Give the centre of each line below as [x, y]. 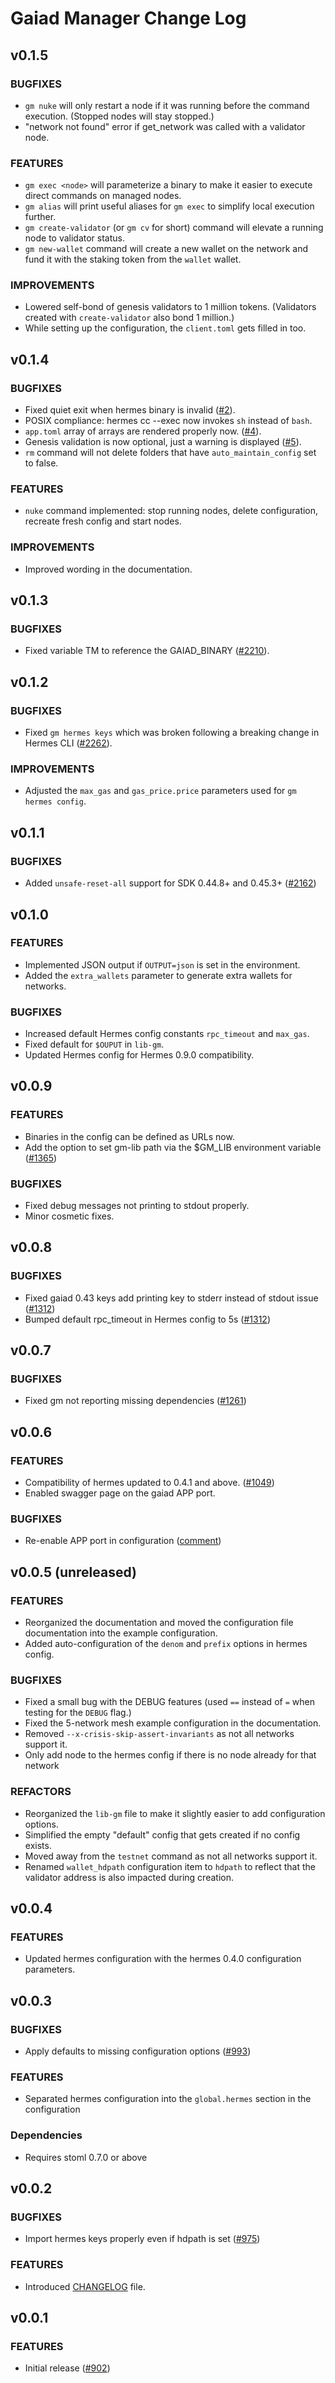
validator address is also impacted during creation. [129, 1877]
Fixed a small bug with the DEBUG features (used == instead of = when [169, 1702]
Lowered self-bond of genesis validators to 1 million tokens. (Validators [170, 307]
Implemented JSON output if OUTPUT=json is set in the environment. [162, 964]
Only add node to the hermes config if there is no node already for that [170, 1755]
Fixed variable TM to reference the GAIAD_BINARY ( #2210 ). [147, 651]
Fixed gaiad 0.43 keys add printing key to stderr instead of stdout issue [171, 1298]
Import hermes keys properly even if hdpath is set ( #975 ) [142, 2239]
